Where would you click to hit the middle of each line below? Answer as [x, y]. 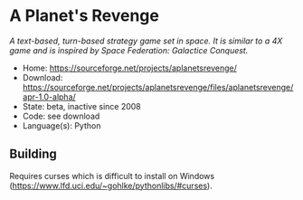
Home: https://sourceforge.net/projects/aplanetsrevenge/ [129, 68]
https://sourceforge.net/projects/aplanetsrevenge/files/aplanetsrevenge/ [158, 87]
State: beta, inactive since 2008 [82, 106]
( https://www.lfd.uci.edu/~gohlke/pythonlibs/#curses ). [111, 186]
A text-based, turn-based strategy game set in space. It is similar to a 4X [146, 41]
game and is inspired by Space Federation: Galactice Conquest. [129, 50]
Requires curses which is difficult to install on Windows [112, 176]
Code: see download [61, 116]
